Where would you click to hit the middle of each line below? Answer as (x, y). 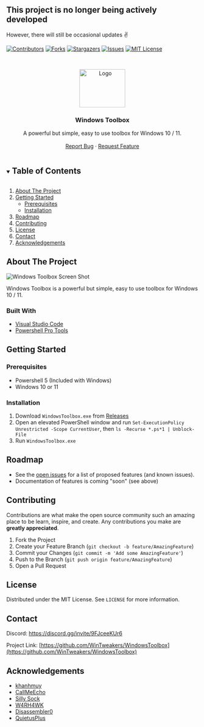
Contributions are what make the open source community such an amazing (100, 515)
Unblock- (184, 430)
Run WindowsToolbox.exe (45, 441)
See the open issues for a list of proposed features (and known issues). (105, 474)
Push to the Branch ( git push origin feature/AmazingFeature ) (93, 559)
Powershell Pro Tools (41, 331)
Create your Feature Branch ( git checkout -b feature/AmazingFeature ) (104, 546)
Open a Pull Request (41, 566)
